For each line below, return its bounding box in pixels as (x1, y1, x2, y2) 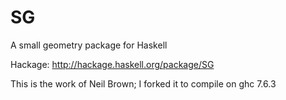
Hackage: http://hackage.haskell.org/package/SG (10, 58, 215, 70)
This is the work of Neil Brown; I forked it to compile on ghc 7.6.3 (10, 77, 277, 90)
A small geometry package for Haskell (10, 39, 168, 51)
